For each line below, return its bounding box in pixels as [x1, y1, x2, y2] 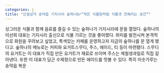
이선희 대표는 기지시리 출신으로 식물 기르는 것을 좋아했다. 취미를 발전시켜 [5, 32, 145, 38]
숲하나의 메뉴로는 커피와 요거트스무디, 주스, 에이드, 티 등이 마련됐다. [15, 44, 146, 50]
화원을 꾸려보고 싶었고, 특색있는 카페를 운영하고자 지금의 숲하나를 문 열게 [14, 38, 154, 44]
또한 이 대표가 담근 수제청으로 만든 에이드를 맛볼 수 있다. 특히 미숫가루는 [19, 56, 158, 62]
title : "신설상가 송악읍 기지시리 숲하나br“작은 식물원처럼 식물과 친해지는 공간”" [5, 12, 151, 17]
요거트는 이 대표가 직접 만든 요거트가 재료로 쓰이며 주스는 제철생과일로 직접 [10, 50, 154, 56]
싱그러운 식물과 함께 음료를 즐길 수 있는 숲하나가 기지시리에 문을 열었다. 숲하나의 [5, 25, 160, 32]
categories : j [5, 7, 35, 12]
